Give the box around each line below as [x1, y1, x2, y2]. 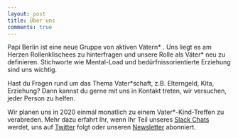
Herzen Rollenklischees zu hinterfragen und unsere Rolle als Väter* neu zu [7, 50, 226, 59]
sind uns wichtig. [7, 65, 58, 74]
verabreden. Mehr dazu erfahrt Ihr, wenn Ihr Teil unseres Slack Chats [7, 115, 210, 124]
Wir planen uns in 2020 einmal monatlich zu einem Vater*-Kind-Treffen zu [7, 108, 225, 117]
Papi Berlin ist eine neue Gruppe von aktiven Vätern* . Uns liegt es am [7, 43, 212, 52]
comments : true [7, 23, 53, 30]
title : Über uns [7, 17, 55, 24]
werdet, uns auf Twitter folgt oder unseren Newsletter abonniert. [7, 123, 197, 132]
